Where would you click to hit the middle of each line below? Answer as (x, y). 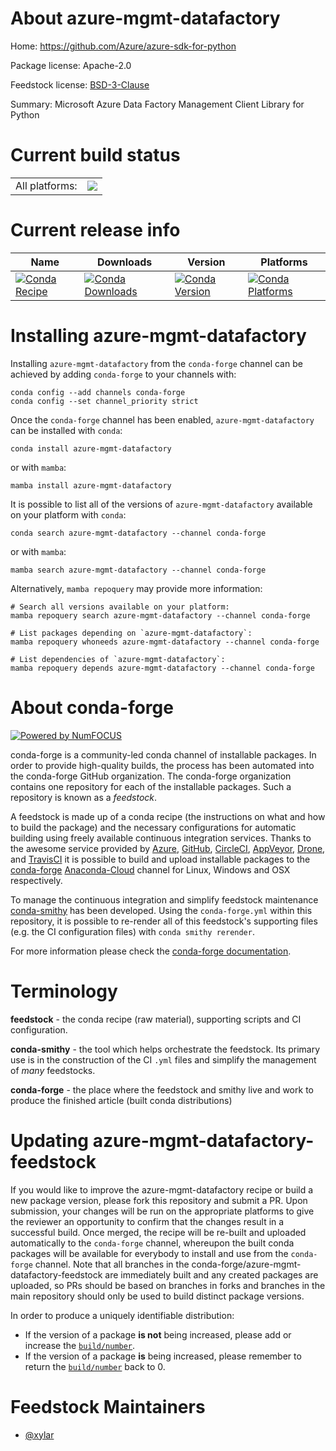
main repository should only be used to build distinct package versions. (157, 1296)
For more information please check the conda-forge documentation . (151, 951)
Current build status (95, 155)
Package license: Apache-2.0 (71, 65)
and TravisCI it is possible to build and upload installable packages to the (160, 859)
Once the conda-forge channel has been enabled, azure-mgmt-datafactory (162, 419)
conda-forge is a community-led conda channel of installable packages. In (163, 754)
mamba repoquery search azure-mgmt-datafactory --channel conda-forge (160, 615)
